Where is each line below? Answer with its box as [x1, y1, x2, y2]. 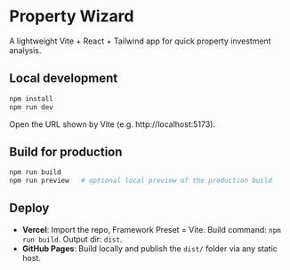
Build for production [9, 144, 123, 159]
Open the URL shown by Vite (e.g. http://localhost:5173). [9, 118, 216, 130]
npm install [9, 94, 53, 103]
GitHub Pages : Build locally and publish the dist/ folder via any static [21, 242, 278, 254]
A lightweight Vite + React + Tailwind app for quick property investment [9, 36, 271, 46]
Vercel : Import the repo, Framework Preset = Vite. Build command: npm [21, 224, 282, 234]
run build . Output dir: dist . [21, 234, 123, 244]
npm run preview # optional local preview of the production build [9, 176, 273, 186]
